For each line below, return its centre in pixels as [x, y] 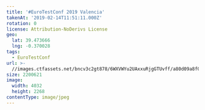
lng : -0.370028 [31, 46]
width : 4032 [27, 86]
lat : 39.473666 [31, 40]
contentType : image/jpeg [38, 97]
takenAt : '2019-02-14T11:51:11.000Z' [54, 18]
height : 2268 [28, 92]
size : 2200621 [24, 75]
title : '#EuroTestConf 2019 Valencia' [56, 12]
